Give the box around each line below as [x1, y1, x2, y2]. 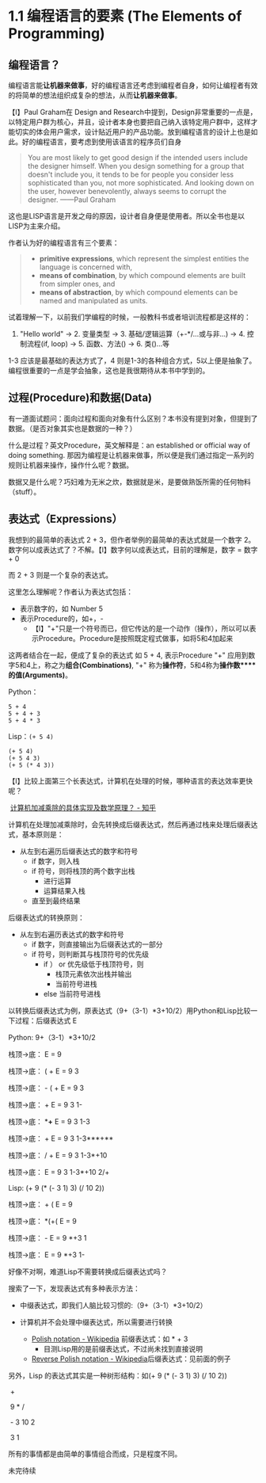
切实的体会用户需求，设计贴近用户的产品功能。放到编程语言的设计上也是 [14, 128, 251, 136]
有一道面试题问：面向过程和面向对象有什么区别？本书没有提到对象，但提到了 [8, 414, 258, 423]
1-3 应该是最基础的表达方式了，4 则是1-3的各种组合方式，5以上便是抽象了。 [8, 356, 256, 365]
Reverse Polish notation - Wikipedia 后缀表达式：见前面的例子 [31, 1354, 231, 1363]
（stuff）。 [8, 486, 41, 496]
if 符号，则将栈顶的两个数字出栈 [31, 866, 136, 875]
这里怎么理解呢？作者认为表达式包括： [8, 587, 133, 597]
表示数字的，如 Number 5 [19, 604, 104, 613]
